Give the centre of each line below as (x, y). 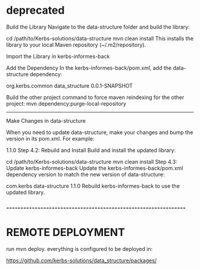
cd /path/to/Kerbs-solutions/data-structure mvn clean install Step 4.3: (92, 162)
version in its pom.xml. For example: (50, 138)
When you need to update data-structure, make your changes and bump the (100, 132)
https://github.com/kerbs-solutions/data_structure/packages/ (82, 260)
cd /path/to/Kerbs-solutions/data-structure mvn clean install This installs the (100, 38)
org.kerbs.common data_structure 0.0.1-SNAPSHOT (69, 86)
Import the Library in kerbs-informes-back (58, 56)
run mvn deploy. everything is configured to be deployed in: (79, 249)
